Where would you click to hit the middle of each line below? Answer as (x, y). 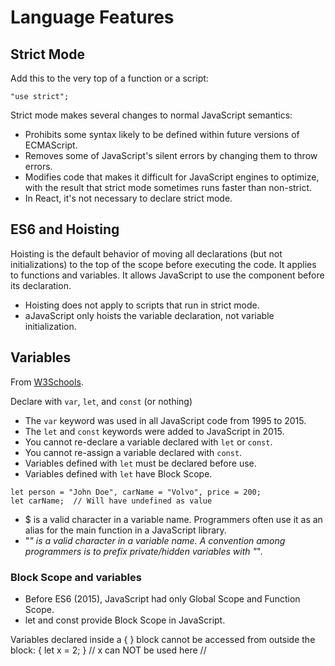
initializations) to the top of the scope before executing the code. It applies (163, 264)
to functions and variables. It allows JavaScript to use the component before (167, 275)
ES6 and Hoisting (65, 229)
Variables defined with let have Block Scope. (118, 473)
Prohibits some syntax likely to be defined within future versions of (162, 134)
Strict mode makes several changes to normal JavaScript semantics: (151, 115)
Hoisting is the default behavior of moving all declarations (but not (146, 253)
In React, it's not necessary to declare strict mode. (128, 198)
